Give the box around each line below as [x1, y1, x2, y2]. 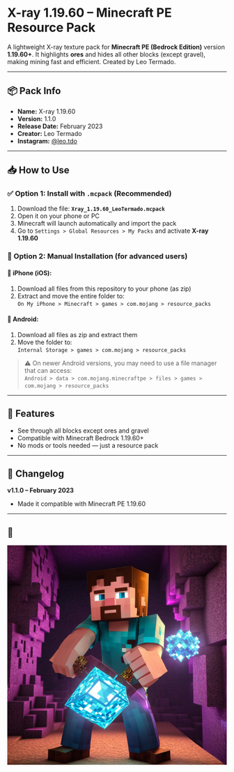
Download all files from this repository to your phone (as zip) [17, 284, 192, 293]
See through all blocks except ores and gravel [17, 426, 150, 435]
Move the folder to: [17, 338, 72, 346]
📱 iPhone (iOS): [7, 268, 52, 277]
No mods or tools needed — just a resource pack [17, 441, 159, 449]
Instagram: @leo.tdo [17, 137, 78, 145]
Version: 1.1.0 [17, 114, 56, 123]
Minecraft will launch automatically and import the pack [17, 219, 177, 228]
